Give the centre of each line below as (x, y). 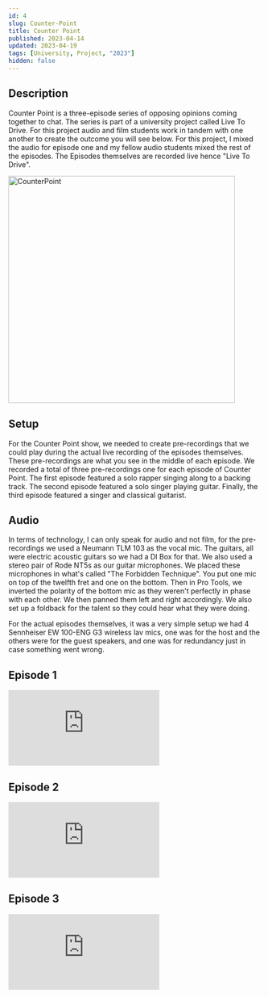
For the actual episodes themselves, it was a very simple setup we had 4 (129, 624)
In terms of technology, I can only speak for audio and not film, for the (124, 540)
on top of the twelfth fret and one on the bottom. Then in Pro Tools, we (126, 583)
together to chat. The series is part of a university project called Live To (127, 121)
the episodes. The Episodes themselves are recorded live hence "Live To (129, 156)
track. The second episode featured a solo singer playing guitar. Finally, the (133, 486)
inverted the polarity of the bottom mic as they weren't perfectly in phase (130, 591)
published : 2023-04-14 (46, 38)
